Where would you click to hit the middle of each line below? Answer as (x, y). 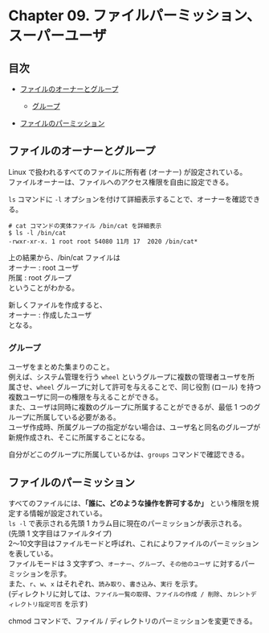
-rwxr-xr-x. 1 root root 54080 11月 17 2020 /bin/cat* (103, 242)
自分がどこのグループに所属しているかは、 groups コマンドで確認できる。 (128, 454)
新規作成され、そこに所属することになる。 (79, 437)
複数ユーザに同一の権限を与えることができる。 (86, 397)
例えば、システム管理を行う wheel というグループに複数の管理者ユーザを (128, 377)
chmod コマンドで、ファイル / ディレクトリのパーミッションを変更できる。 (132, 621)
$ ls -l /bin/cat (37, 233)
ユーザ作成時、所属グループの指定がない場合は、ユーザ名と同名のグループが (134, 428)
